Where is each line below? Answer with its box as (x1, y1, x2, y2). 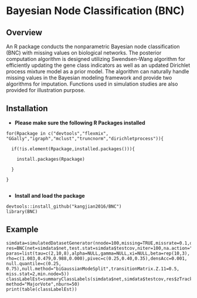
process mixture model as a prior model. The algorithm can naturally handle (6, 68, 189, 74)
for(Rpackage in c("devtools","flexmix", (6, 130, 109, 136)
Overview (6, 28, 43, 38)
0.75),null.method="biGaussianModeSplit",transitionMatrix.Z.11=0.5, (6, 266, 180, 272)
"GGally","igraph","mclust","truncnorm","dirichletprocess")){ (6, 136, 164, 141)
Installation (6, 104, 48, 114)
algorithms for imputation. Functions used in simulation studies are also (6, 80, 178, 87)
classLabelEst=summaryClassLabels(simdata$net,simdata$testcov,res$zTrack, (6, 276, 195, 282)
